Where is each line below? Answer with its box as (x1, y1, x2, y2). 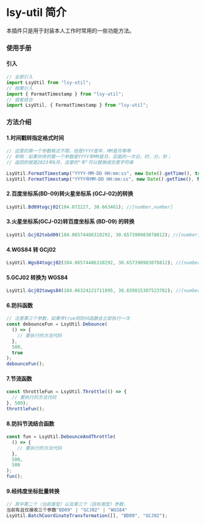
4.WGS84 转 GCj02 (6, 245, 56, 253)
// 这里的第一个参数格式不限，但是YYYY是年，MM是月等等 (6, 148, 131, 154)
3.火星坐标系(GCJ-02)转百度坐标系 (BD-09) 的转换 (6, 218, 135, 225)
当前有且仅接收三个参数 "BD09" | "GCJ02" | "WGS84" (6, 507, 128, 513)
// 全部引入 (6, 74, 34, 80)
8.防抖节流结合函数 (6, 419, 55, 427)
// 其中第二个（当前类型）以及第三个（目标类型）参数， (6, 501, 128, 507)
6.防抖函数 (6, 302, 34, 309)
